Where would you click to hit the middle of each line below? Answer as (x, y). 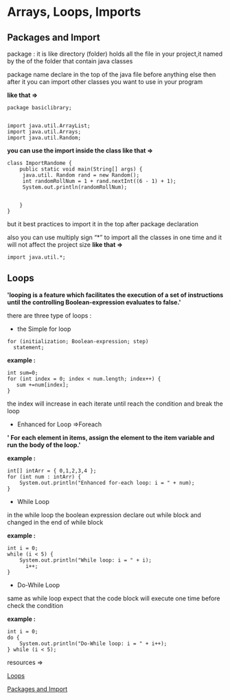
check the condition (35, 605)
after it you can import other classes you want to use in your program (105, 82)
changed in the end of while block (55, 522)
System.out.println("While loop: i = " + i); (86, 560)
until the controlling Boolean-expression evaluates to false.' (94, 302)
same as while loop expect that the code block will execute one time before (114, 598)
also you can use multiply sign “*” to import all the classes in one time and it (114, 237)
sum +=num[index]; (43, 385)
